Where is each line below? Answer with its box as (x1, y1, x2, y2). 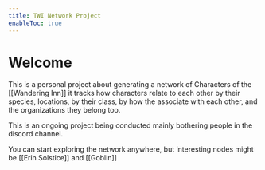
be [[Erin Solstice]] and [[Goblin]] (8, 153, 118, 163)
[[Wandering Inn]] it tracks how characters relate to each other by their (8, 89, 240, 98)
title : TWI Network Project (8, 11, 102, 20)
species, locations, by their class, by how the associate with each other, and (8, 97, 258, 106)
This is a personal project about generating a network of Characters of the (8, 80, 252, 89)
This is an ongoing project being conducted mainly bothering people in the (8, 121, 253, 130)
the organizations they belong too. (8, 105, 121, 115)
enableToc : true (8, 19, 62, 27)
